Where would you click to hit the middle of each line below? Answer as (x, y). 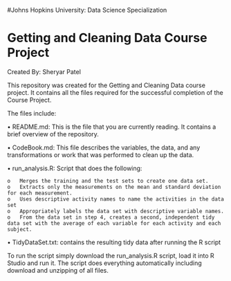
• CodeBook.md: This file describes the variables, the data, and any (104, 147)
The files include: (32, 113)
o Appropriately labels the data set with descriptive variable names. (116, 211)
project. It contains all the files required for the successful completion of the (115, 92)
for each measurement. (40, 193)
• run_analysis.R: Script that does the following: (75, 168)
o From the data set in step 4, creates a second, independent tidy (111, 217)
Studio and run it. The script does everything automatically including (104, 263)
